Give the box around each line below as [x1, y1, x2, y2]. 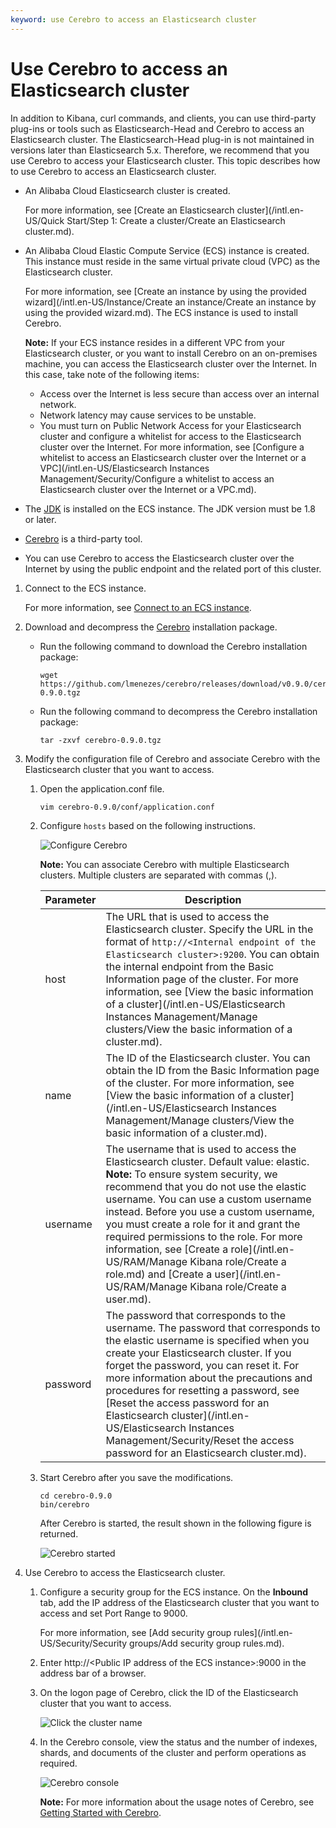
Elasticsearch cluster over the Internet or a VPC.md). [39, 483, 257, 495]
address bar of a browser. [39, 1667, 147, 1679]
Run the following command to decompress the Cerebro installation [39, 705, 318, 717]
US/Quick [24, 214, 65, 226]
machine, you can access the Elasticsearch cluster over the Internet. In [24, 357, 317, 370]
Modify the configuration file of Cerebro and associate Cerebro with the [24, 752, 321, 765]
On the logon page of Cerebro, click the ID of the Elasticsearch [39, 1686, 299, 1698]
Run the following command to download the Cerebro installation [39, 640, 308, 652]
